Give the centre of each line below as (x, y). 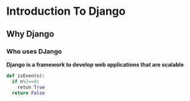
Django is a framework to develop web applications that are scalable (95, 64)
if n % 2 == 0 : (26, 81)
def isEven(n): (26, 76)
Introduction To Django (66, 11)
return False (28, 93)
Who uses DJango (34, 51)
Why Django (30, 34)
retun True (31, 87)
